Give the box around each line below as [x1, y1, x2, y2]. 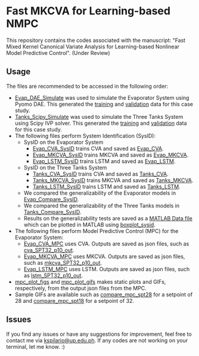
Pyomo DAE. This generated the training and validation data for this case [14, 100, 194, 108]
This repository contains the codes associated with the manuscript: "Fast [6, 36, 186, 44]
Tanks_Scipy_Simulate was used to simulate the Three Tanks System [14, 113, 184, 120]
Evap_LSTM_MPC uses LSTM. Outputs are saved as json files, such [23, 265, 190, 272]
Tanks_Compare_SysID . [23, 208, 82, 216]
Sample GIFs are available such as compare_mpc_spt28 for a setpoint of [14, 291, 193, 298]
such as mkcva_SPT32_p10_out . [23, 259, 102, 266]
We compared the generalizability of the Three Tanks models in [23, 202, 180, 209]
